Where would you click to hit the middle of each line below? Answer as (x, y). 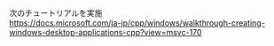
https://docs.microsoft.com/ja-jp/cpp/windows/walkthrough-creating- (137, 23)
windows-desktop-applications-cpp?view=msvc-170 (106, 32)
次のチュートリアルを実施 (56, 13)
